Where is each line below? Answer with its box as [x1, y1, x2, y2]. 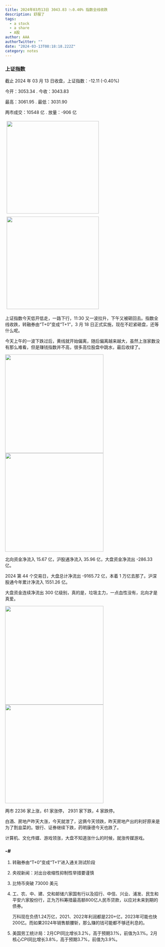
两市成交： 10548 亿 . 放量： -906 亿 [5, 109, 77, 115]
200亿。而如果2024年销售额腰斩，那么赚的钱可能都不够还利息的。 [12, 920, 147, 926]
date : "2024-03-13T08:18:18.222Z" [5, 44, 76, 49]
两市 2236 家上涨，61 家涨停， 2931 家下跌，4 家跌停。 [5, 807, 118, 814]
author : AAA [5, 35, 29, 40]
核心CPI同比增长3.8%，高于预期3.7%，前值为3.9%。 [12, 937, 120, 943]
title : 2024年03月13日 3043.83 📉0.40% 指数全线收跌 [5, 7, 108, 12]
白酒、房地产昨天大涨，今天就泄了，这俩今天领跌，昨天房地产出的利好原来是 [5, 818, 160, 824]
